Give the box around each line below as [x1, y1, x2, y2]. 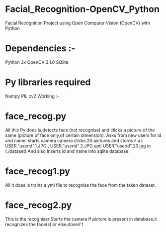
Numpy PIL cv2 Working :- [5, 93, 60, 99]
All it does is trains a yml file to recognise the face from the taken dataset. [5, 182, 156, 188]
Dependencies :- [5, 43, 76, 54]
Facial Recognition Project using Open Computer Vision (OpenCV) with [5, 20, 150, 26]
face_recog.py [5, 111, 67, 121]
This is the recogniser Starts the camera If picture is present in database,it [5, 216, 157, 222]
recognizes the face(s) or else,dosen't [5, 221, 83, 227]
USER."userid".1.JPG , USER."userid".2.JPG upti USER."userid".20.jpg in [5, 143, 151, 149]
